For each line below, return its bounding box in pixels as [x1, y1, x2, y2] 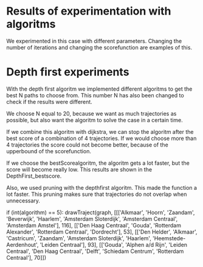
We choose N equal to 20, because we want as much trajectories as [6, 109, 177, 117]
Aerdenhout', [6, 241, 39, 248]
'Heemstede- [153, 234, 186, 241]
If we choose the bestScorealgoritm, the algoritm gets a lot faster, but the [6, 159, 190, 167]
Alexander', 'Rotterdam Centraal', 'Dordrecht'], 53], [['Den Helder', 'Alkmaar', [6, 228, 198, 235]
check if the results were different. [6, 98, 92, 105]
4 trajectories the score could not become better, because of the [6, 141, 168, 148]
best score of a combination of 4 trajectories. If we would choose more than [6, 134, 197, 142]
